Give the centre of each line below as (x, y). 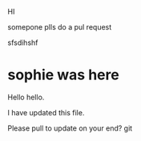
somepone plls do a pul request (60, 27)
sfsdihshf (23, 42)
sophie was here (63, 75)
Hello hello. (26, 97)
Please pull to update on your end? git (70, 128)
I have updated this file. (46, 112)
